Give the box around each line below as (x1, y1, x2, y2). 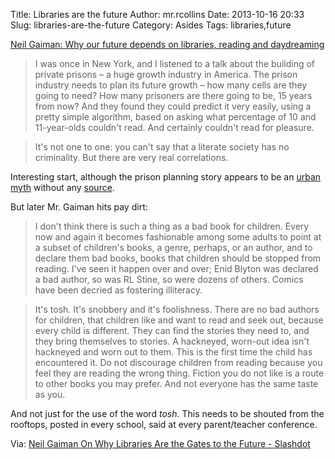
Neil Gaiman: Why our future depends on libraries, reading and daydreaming (10, 39, 325, 50)
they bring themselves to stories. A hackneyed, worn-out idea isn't (34, 335, 310, 347)
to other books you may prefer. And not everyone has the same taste (34, 378, 319, 389)
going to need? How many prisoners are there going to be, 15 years (34, 90, 313, 101)
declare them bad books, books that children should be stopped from (34, 252, 322, 264)
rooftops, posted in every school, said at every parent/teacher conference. (10, 419, 318, 430)
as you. (34, 389, 66, 400)
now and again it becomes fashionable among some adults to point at (34, 231, 322, 243)
